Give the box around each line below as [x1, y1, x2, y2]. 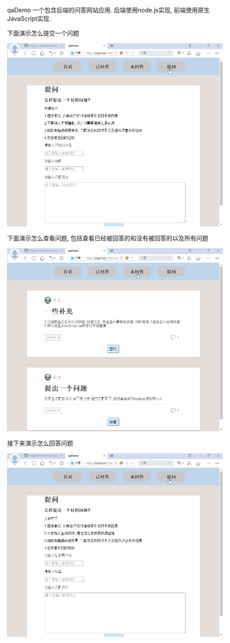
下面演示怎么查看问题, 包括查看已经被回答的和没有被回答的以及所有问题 [7, 234, 209, 242]
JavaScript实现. [7, 14, 51, 23]
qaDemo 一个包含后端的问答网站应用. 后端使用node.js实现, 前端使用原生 [7, 6, 210, 14]
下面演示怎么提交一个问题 [7, 29, 79, 37]
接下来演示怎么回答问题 [7, 439, 73, 447]
